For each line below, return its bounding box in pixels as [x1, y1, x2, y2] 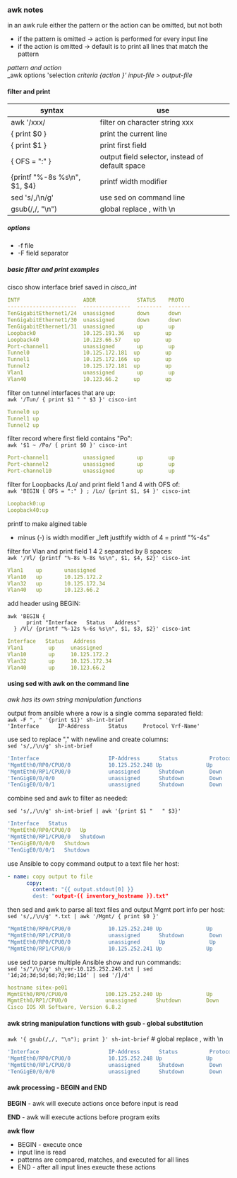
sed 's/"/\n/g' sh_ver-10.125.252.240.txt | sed [7, 965, 153, 973]
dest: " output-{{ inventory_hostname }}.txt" [32, 893, 169, 900]
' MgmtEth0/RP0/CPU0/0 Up [7, 827, 87, 834]
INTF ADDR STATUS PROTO [7, 297, 185, 304]
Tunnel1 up [7, 415, 39, 422]
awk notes [7, 5, 44, 15]
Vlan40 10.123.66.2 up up [7, 375, 172, 383]
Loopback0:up [7, 501, 46, 508]
